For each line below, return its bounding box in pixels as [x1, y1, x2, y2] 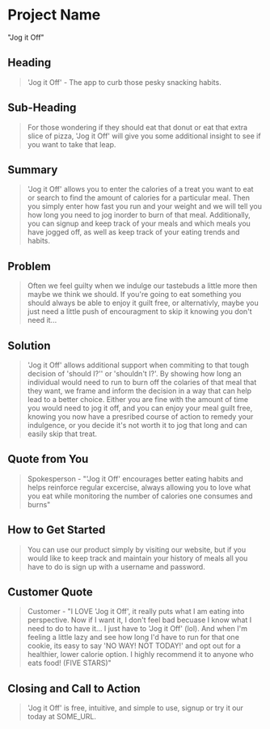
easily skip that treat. [27, 429, 98, 439]
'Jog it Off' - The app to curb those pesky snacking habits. [27, 77, 221, 87]
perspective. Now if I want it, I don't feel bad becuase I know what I [27, 615, 252, 625]
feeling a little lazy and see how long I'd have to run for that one [27, 633, 240, 642]
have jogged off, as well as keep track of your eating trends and [27, 227, 240, 237]
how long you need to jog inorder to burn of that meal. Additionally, [27, 210, 251, 220]
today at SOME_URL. [27, 712, 97, 722]
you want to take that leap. [27, 139, 116, 149]
